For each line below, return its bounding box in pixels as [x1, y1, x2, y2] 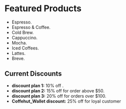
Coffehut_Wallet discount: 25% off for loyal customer [11, 98, 122, 104]
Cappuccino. [11, 35, 38, 41]
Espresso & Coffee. [11, 24, 51, 30]
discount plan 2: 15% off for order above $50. [11, 87, 105, 93]
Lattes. [11, 50, 26, 56]
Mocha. [11, 40, 27, 45]
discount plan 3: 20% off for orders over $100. [11, 93, 106, 99]
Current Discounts [4, 69, 62, 78]
